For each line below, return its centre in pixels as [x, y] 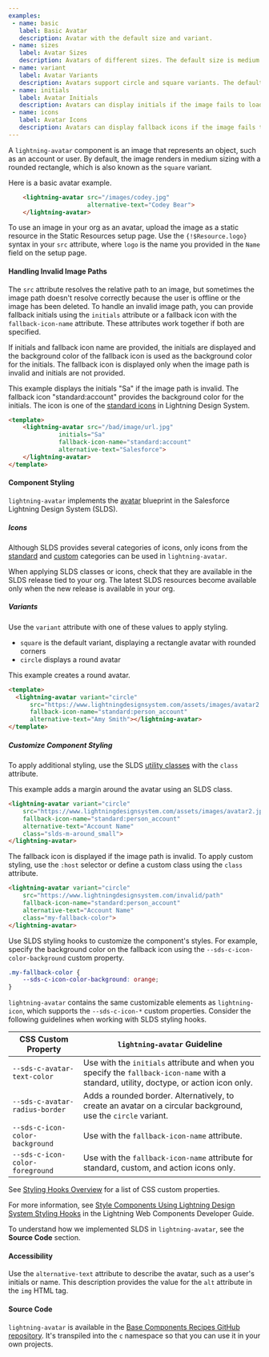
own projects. [31, 1344]
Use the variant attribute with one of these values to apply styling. [118, 627]
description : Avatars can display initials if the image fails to [132, 105]
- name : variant [39, 68]
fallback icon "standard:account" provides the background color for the [126, 396]
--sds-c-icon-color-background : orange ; [91, 980]
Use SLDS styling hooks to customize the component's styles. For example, [133, 941]
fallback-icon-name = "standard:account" [125, 442]
